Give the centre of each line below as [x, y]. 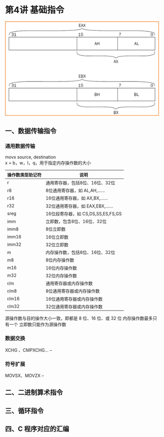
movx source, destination [31, 157]
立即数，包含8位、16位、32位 [76, 222]
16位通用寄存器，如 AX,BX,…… [77, 198]
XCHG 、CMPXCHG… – [29, 350]
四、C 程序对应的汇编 [37, 429]
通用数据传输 [20, 146]
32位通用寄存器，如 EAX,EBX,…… [79, 206]
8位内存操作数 [60, 260]
